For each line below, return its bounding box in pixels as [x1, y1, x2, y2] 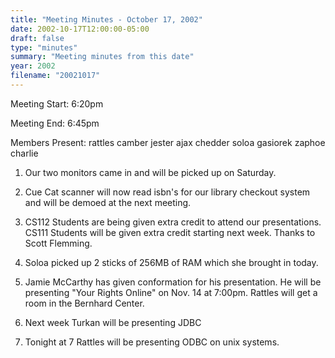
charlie [10, 147, 39, 159]
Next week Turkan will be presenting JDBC [24, 316, 202, 328]
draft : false [10, 33, 65, 43]
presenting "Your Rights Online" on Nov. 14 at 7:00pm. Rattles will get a [24, 286, 318, 298]
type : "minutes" [10, 42, 78, 53]
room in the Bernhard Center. [24, 297, 145, 309]
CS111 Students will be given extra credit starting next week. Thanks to [24, 226, 316, 238]
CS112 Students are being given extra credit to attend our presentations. [24, 216, 322, 228]
